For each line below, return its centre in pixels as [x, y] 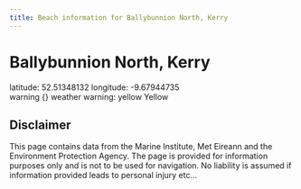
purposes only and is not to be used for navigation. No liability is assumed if [150, 166]
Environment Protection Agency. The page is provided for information [139, 156]
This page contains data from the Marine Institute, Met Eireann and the [141, 147]
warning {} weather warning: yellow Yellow [89, 96]
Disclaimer [40, 125]
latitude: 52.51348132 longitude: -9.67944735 [94, 87]
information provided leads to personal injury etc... [103, 175]
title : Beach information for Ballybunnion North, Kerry [119, 18]
